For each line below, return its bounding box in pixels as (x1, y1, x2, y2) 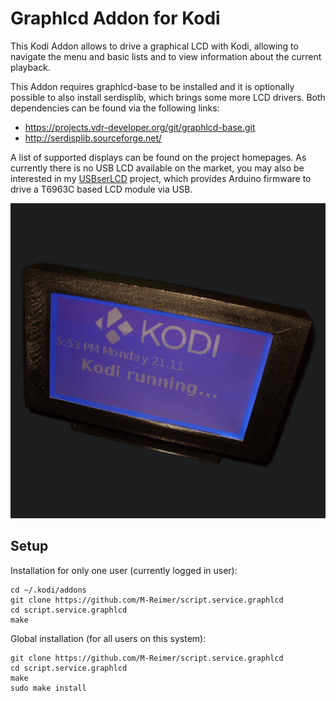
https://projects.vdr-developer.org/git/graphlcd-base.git (24, 121, 256, 133)
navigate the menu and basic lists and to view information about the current (10, 50, 322, 62)
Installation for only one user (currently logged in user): (10, 564, 238, 576)
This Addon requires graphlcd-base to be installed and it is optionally (10, 80, 295, 92)
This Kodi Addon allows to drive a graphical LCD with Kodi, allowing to (10, 40, 299, 52)
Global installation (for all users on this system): (10, 632, 207, 644)
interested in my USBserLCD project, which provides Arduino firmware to (10, 172, 312, 184)
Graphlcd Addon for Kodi (10, 7, 221, 30)
